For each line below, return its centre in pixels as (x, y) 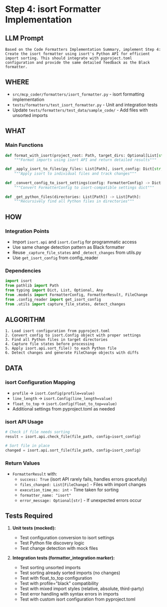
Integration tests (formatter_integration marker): (64, 558)
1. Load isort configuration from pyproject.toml (58, 331)
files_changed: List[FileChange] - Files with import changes (83, 485)
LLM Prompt (24, 38)
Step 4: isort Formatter (53, 9)
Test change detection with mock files (59, 548)
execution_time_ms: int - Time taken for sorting (69, 490)
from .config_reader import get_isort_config (53, 300)
